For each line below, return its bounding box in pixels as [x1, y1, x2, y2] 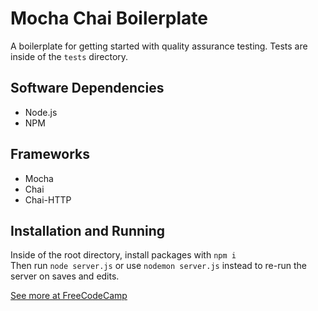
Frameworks [10, 146, 91, 163]
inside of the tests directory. [10, 50, 129, 62]
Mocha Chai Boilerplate [10, 7, 208, 30]
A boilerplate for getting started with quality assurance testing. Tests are [10, 40, 308, 52]
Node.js [24, 106, 58, 118]
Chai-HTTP [24, 193, 72, 206]
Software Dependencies [10, 80, 165, 97]
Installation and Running [10, 222, 166, 239]
